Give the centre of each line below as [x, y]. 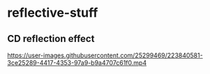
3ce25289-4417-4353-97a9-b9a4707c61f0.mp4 [77, 63]
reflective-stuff [53, 13]
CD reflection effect [51, 39]
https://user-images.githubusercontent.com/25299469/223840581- [105, 55]
